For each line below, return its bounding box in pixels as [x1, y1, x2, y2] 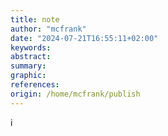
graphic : [10, 71, 47, 81]
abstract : [10, 52, 52, 62]
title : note [10, 14, 60, 25]
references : [10, 80, 60, 90]
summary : [10, 61, 47, 71]
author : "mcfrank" [10, 24, 87, 34]
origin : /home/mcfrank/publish [10, 89, 141, 99]
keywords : [10, 42, 52, 53]
